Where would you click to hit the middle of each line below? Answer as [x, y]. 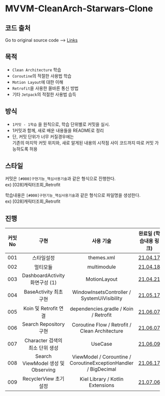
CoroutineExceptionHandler [102, 363]
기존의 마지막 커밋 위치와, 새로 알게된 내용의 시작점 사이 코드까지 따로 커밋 [83, 143]
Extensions [102, 385]
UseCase [102, 344]
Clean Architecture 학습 [37, 70]
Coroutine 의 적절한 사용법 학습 [42, 76]
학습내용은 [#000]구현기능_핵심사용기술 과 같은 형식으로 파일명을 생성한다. [73, 195]
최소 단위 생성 [44, 348]
